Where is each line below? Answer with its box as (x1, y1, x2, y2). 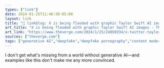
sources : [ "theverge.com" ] (5, 34, 60, 39)
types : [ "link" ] (5, 7, 38, 12)
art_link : (5, 30, 25, 34)
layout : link (5, 16, 32, 21)
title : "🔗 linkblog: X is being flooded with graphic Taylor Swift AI (5, 20, 152, 26)
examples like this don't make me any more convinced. (5, 57, 116, 63)
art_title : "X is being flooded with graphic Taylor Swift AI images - (5, 25, 154, 30)
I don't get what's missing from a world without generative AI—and (5, 52, 140, 58)
